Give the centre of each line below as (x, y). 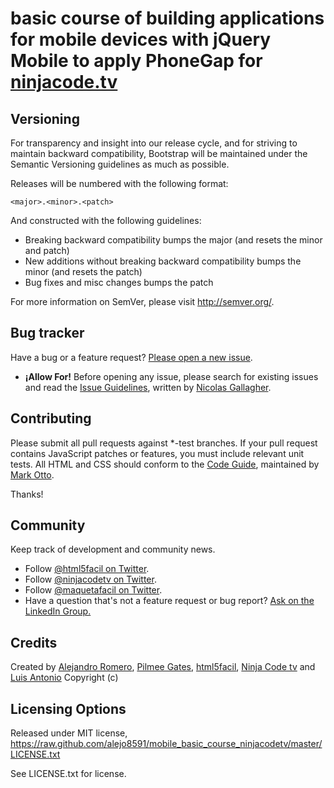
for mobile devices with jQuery (141, 39)
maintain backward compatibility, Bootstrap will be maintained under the (159, 153)
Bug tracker (47, 333)
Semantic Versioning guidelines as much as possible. (120, 164)
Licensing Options (68, 708)
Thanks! (27, 494)
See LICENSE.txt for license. (68, 774)
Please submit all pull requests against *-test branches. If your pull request (164, 443)
